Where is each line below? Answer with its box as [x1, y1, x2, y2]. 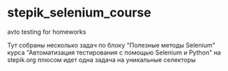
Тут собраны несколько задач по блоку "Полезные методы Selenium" [7, 41, 215, 49]
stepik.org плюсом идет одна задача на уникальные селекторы [7, 55, 197, 63]
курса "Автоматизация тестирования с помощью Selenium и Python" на [7, 48, 221, 57]
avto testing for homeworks [7, 28, 86, 36]
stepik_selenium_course [7, 5, 151, 21]
